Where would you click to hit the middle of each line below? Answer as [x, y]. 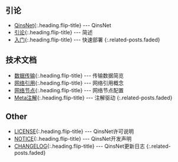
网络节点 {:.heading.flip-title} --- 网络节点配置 [69, 90]
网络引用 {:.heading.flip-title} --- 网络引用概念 [69, 83]
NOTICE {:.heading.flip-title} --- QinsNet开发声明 [73, 139]
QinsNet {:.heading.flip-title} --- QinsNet [63, 25]
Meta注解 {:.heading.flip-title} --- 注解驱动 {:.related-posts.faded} [93, 98]
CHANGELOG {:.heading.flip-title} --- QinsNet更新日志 [80, 146]
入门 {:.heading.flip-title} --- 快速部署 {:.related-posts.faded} [87, 40]
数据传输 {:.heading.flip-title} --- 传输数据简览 [69, 75]
